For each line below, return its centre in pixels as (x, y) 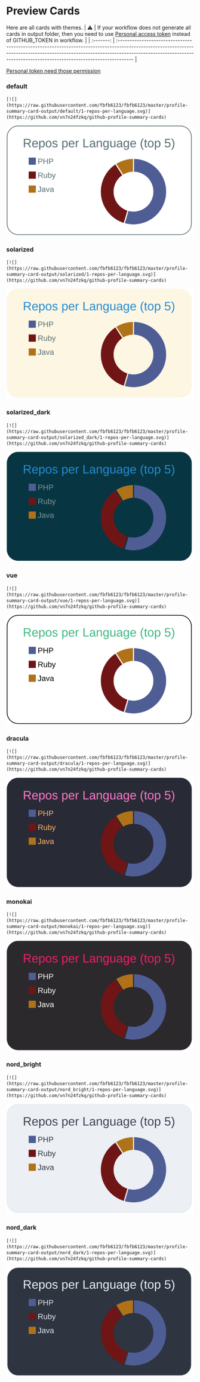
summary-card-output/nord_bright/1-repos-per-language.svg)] (84, 1089)
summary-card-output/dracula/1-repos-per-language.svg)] (79, 764)
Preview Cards (43, 11)
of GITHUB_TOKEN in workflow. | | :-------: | (61, 40)
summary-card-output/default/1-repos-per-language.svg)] (79, 112)
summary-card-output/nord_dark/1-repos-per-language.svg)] (81, 1252)
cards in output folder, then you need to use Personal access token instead (98, 33)
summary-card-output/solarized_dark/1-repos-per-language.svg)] (88, 437)
